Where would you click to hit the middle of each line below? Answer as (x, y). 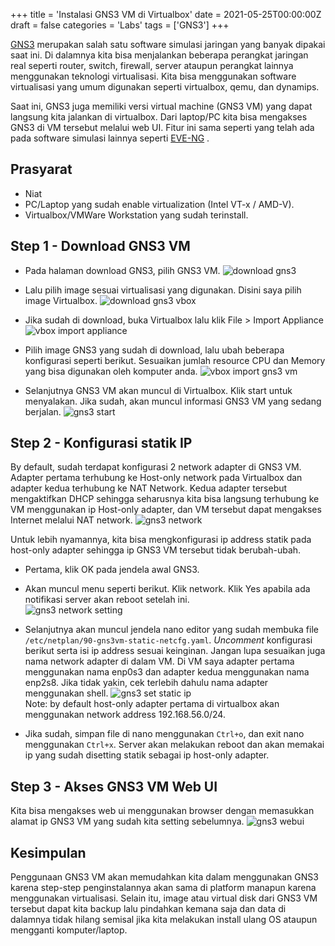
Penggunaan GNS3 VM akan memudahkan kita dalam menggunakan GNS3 (164, 877)
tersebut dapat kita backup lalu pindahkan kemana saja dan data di (148, 909)
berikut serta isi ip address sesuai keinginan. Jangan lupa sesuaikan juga (175, 651)
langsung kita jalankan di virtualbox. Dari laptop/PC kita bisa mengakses (159, 117)
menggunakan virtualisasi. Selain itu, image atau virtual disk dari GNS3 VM (164, 898)
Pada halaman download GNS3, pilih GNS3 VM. (122, 270)
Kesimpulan (48, 852)
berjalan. (43, 411)
